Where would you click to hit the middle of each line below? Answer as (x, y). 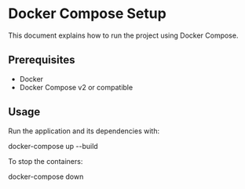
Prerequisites (42, 60)
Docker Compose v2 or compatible (76, 87)
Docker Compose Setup (87, 14)
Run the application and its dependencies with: (84, 131)
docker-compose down (46, 176)
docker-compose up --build (53, 146)
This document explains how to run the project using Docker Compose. (123, 35)
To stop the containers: (46, 161)
